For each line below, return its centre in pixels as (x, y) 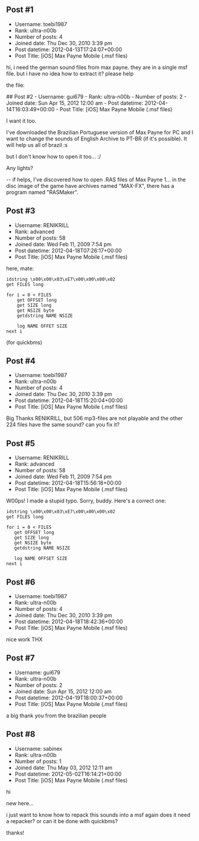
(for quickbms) (24, 342)
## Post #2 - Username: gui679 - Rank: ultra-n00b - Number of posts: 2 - (97, 96)
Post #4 (21, 361)
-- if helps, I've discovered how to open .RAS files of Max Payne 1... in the (96, 179)
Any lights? (20, 168)
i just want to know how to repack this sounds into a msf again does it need (98, 815)
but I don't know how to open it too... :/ (53, 156)
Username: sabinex (38, 748)
